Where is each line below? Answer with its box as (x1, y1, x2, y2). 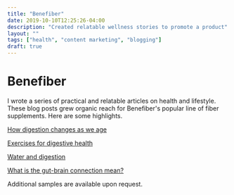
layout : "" (7, 30, 39, 37)
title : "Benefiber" (7, 10, 65, 18)
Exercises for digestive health (7, 139, 93, 147)
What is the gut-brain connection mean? (7, 166, 124, 175)
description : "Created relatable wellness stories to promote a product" (7, 23, 228, 30)
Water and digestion (7, 152, 66, 161)
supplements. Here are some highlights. (7, 111, 123, 120)
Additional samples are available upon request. (7, 180, 143, 188)
